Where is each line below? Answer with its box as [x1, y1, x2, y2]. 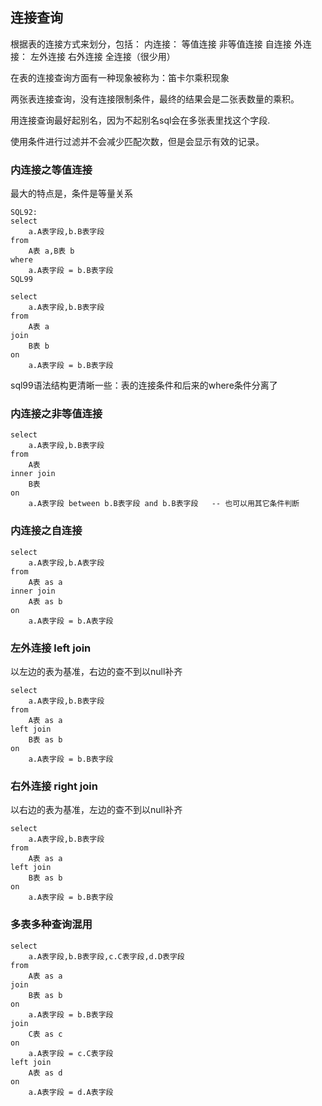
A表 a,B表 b [28, 246, 75, 257]
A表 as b [28, 596, 63, 607]
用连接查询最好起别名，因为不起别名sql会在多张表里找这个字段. [10, 114, 271, 126]
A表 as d [28, 1068, 63, 1078]
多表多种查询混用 [10, 918, 93, 932]
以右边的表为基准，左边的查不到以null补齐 [10, 804, 183, 816]
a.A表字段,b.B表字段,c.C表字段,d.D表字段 [28, 951, 185, 962]
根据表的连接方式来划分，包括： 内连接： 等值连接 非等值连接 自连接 [10, 38, 292, 50]
